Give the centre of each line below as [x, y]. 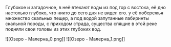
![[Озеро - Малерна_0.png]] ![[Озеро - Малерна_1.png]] [65, 39]
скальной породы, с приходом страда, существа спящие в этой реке [81, 24]
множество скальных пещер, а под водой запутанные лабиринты [77, 18]
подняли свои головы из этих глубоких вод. [53, 29]
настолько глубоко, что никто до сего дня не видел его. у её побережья [84, 13]
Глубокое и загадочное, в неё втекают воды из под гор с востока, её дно [86, 7]
